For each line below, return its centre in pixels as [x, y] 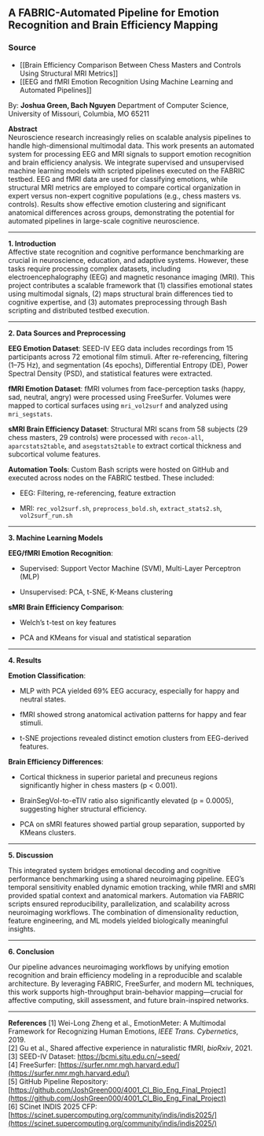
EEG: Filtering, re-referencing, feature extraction [98, 493]
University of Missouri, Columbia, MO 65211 [79, 113]
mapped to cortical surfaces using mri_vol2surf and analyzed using [118, 405]
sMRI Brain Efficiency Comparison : [66, 607]
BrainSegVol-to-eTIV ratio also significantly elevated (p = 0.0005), [126, 800]
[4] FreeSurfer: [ [35, 1064]
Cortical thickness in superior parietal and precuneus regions [119, 777]
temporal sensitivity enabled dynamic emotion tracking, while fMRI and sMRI [132, 887]
